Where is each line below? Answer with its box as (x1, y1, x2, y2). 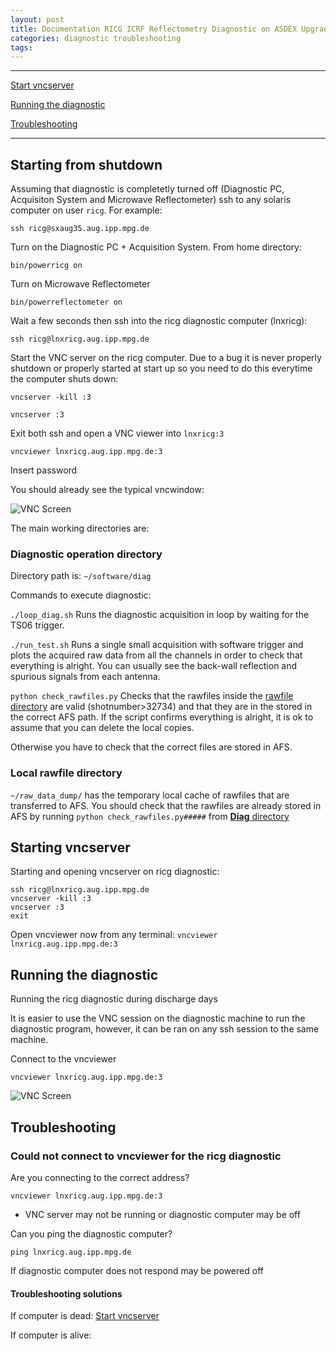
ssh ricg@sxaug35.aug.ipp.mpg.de (10, 224, 150, 234)
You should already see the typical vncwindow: (10, 484, 205, 496)
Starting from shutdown (10, 156, 163, 173)
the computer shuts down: (10, 373, 119, 385)
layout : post (10, 14, 65, 25)
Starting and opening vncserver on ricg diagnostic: (10, 866, 220, 878)
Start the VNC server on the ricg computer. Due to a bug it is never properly (10, 352, 322, 364)
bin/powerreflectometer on (10, 297, 123, 308)
